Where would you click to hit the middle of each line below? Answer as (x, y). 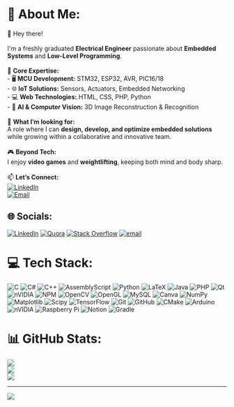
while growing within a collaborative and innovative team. (89, 136)
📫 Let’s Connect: (33, 177)
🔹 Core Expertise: (33, 71)
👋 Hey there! (25, 34)
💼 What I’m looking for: (41, 121)
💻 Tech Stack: (50, 263)
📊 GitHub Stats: (55, 339)
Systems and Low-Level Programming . (64, 56)
